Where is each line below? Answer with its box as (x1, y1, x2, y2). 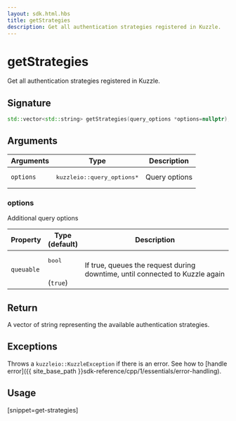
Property (11, 235, 41, 245)
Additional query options (7, 214, 79, 222)
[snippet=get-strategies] (7, 406, 79, 414)
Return (7, 302, 38, 314)
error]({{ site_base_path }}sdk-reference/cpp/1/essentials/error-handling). (7, 366, 222, 375)
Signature (7, 97, 51, 109)
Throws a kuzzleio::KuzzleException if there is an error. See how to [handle (7, 359, 228, 368)
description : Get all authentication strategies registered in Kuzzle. (7, 23, 221, 30)
